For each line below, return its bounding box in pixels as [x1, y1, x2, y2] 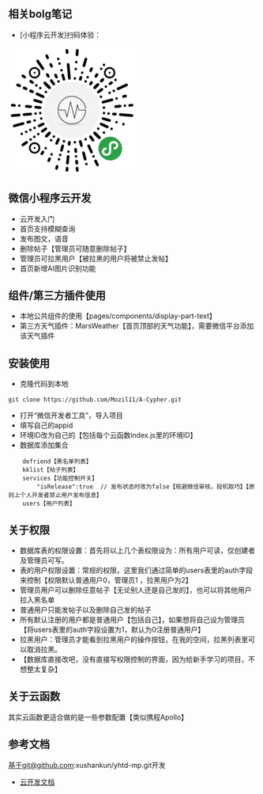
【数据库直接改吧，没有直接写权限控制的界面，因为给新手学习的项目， [19, 655, 249, 664]
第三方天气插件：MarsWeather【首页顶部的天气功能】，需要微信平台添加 [19, 321, 254, 331]
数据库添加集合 [19, 440, 69, 450]
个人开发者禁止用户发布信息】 [19, 492, 103, 500]
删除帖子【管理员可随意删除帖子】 [19, 244, 131, 253]
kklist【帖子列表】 [22, 466, 79, 474]
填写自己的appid [19, 420, 73, 430]
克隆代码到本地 [19, 379, 69, 389]
